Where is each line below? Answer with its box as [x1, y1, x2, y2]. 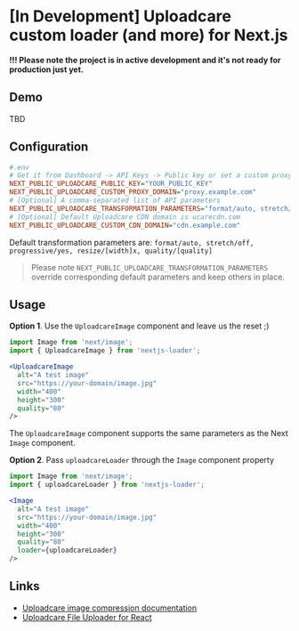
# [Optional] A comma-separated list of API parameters [9, 196, 221, 206]
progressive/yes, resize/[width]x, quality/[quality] [9, 247, 214, 255]
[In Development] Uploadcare [9, 6, 231, 27]
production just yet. [9, 64, 85, 75]
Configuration [9, 140, 89, 155]
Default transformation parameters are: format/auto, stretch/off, [9, 237, 255, 247]
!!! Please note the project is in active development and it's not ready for [9, 54, 281, 65]
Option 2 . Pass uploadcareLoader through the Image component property [9, 455, 274, 465]
